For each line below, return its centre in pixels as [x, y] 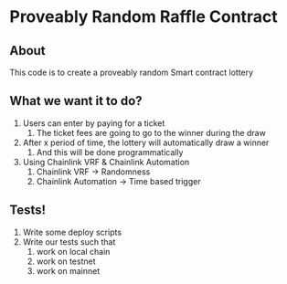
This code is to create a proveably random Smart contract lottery [132, 72]
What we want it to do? [76, 101]
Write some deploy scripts [72, 232]
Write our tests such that [69, 242]
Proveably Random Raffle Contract [144, 17]
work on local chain [73, 251]
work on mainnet [68, 270]
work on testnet [66, 261]
